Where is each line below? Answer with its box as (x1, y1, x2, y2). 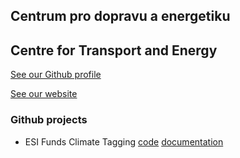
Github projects (10, 113, 88, 127)
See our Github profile (10, 69, 102, 81)
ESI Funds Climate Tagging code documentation (24, 135, 224, 148)
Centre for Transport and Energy (10, 42, 218, 59)
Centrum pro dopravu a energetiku (10, 8, 231, 25)
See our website (10, 88, 78, 100)
